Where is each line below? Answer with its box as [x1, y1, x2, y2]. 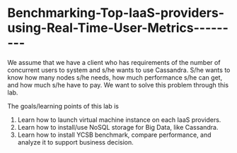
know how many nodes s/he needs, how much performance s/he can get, [7, 73, 223, 82]
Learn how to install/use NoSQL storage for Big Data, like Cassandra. [17, 123, 219, 131]
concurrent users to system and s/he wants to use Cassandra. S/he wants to [7, 66, 231, 74]
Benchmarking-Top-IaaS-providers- [7, 5, 225, 21]
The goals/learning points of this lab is [7, 102, 119, 110]
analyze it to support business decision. [17, 137, 134, 146]
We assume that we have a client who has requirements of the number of [7, 58, 221, 66]
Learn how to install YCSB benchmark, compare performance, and [17, 130, 212, 139]
